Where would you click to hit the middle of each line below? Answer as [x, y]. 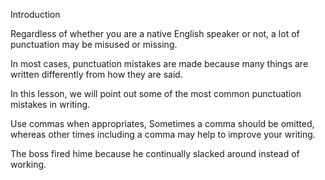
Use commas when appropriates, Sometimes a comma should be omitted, [162, 123]
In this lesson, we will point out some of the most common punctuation [156, 93]
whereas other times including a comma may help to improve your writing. [163, 134]
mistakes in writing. [50, 104]
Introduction [35, 14]
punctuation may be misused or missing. [94, 44]
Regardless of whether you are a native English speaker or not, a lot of [155, 33]
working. [28, 164]
